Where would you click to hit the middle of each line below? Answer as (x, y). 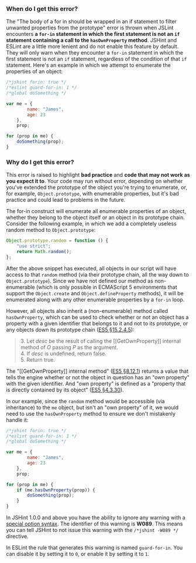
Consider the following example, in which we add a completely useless (91, 224)
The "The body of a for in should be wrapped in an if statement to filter (92, 22)
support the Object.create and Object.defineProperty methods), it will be (95, 293)
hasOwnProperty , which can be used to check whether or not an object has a (97, 317)
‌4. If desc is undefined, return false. (63, 353)
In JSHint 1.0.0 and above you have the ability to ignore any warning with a (96, 518)
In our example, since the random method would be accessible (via (85, 401)
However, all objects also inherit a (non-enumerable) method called (87, 311)
